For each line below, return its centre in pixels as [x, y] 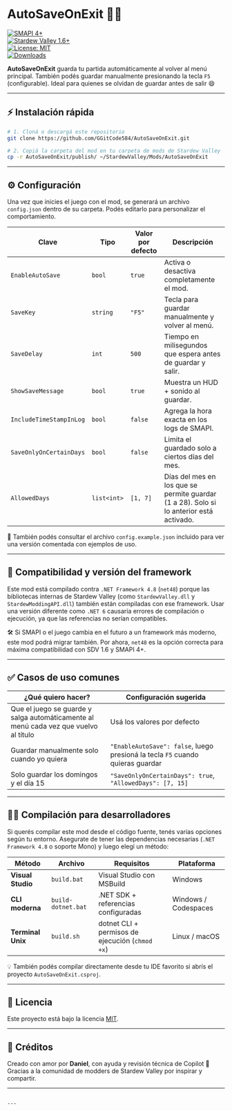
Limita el [178, 439]
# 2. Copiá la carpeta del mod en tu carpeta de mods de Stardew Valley [114, 151]
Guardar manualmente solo [55, 750]
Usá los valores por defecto [155, 721]
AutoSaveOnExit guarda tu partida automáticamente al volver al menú [107, 68]
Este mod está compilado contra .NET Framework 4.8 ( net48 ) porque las [108, 589]
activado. [179, 520]
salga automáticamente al [52, 717]
